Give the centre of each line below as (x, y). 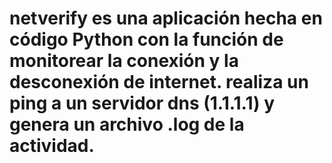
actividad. (52, 146)
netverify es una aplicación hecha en (166, 18)
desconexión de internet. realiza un (159, 82)
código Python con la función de (146, 39)
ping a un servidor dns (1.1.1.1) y (142, 103)
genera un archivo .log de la (127, 124)
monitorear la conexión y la (124, 61)
